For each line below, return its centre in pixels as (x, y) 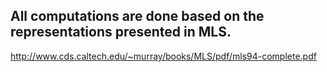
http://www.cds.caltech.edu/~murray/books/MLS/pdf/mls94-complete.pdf (163, 56)
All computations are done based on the (137, 16)
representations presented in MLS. (121, 32)
